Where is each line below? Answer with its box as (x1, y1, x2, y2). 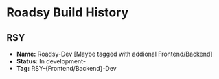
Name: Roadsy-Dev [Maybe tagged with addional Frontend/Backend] (16, 50, 213, 58)
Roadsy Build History (6, 5, 129, 20)
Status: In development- (16, 57, 87, 65)
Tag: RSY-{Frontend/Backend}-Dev (16, 65, 117, 72)
